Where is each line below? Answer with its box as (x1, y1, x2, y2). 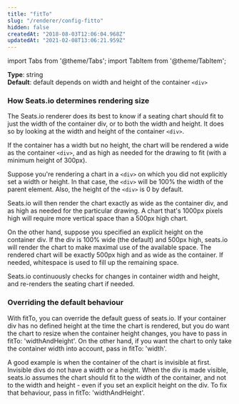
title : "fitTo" (7, 10, 53, 18)
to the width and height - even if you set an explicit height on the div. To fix (7, 380, 228, 389)
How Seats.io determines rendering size (7, 96, 150, 106)
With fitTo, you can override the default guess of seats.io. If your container (7, 313, 227, 322)
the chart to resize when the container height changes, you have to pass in (7, 329, 228, 338)
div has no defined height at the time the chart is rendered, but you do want (7, 321, 230, 330)
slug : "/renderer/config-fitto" (7, 17, 103, 24)
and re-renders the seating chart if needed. (7, 280, 135, 288)
